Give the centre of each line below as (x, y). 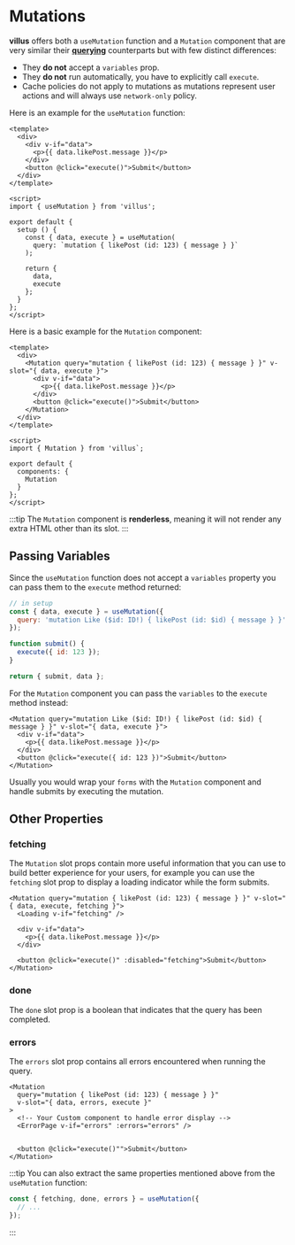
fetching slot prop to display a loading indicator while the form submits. (140, 882)
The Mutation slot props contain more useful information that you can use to (147, 863)
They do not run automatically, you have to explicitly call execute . (140, 76)
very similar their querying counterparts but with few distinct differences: (143, 50)
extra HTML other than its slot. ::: (69, 528)
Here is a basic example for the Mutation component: (106, 331)
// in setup (31, 603)
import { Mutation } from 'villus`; (76, 448)
